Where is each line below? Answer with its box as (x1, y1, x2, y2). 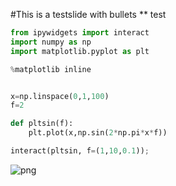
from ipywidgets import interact (10, 28, 150, 38)
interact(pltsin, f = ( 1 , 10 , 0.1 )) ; (10, 146, 150, 156)
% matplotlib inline (10, 64, 92, 74)
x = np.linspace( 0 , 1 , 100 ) (10, 91, 110, 101)
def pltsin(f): (10, 119, 74, 129)
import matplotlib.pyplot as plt (10, 46, 150, 56)
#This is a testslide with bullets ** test (10, 9, 167, 20)
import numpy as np (10, 37, 92, 47)
